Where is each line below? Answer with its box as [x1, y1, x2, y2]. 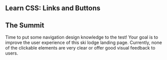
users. [5, 50, 19, 56]
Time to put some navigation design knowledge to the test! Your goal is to [5, 34, 158, 40]
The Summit [5, 21, 44, 29]
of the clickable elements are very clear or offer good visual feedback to [5, 45, 155, 51]
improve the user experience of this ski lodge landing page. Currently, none [5, 39, 162, 45]
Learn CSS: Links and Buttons [5, 4, 101, 12]
